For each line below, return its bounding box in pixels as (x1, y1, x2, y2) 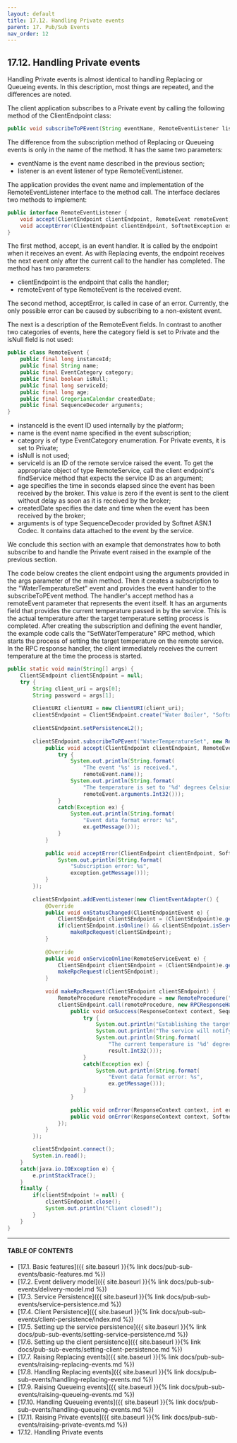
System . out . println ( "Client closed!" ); (44, 1205, 162, 1212)
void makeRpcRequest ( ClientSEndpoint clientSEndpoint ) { (44, 988, 217, 996)
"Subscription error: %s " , (70, 863, 150, 870)
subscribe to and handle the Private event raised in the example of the (7, 548, 212, 557)
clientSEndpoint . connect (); (32, 1146, 115, 1153)
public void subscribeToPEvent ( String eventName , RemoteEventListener (7, 125, 219, 132)
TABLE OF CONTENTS (7, 1247, 73, 1255)
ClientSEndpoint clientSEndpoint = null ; (20, 672, 143, 680)
